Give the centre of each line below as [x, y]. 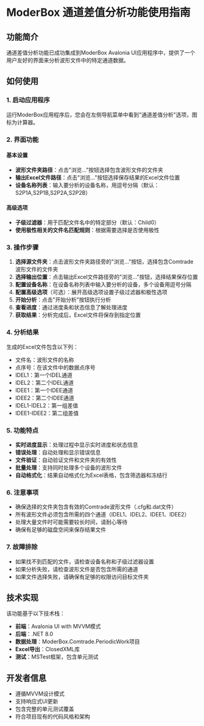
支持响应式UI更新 [37, 702]
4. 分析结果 [23, 333]
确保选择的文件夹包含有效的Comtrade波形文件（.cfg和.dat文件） [96, 507]
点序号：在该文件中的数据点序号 [55, 367]
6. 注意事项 [23, 492]
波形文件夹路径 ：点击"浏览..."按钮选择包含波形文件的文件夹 [89, 170]
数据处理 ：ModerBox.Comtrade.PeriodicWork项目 [77, 642]
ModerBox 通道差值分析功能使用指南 [98, 12]
